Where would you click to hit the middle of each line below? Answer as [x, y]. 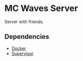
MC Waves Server [41, 8]
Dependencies [27, 37]
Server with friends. [24, 22]
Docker [19, 48]
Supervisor [22, 53]
